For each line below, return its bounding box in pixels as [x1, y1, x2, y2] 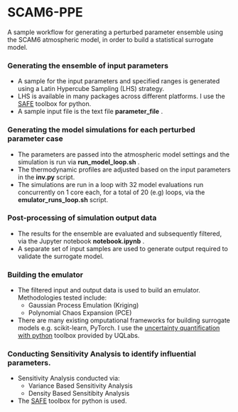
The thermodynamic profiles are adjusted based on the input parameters [17, 165, 231, 174]
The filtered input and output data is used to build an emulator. [17, 286, 201, 295]
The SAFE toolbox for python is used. [17, 396, 127, 406]
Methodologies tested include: [17, 293, 107, 302]
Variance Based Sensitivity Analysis [28, 381, 133, 390]
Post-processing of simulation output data [7, 213, 157, 223]
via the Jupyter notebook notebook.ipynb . [17, 236, 145, 245]
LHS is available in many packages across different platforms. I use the [17, 92, 225, 100]
